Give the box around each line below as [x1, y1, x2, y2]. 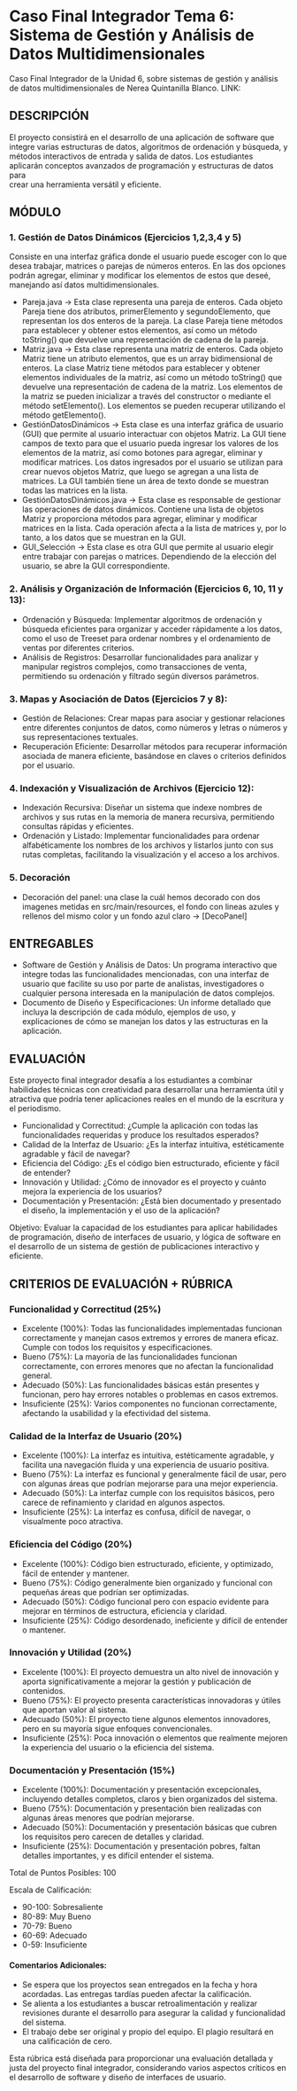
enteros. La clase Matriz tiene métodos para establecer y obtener [21, 363, 261, 373]
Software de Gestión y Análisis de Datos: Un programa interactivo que [21, 959, 278, 970]
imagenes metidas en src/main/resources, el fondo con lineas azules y [21, 901, 280, 912]
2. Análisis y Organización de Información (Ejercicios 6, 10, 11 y [9, 583, 284, 595]
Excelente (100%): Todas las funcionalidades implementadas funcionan [21, 1323, 283, 1334]
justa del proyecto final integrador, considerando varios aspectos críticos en [9, 2063, 286, 2073]
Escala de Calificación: [9, 1884, 93, 1895]
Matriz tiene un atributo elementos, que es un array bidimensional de [21, 353, 273, 364]
